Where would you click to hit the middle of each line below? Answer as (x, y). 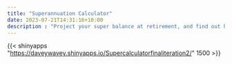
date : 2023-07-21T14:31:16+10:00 (55, 20)
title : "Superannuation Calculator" (60, 13)
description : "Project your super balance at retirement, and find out (114, 26)
